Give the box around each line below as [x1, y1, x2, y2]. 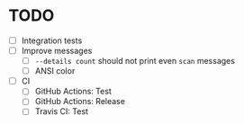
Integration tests [21, 35, 83, 46]
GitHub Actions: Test [34, 86, 112, 97]
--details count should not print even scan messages [34, 56, 236, 66]
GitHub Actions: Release [34, 96, 125, 107]
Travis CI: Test [34, 106, 89, 117]
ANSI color [34, 66, 76, 76]
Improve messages [21, 46, 93, 56]
